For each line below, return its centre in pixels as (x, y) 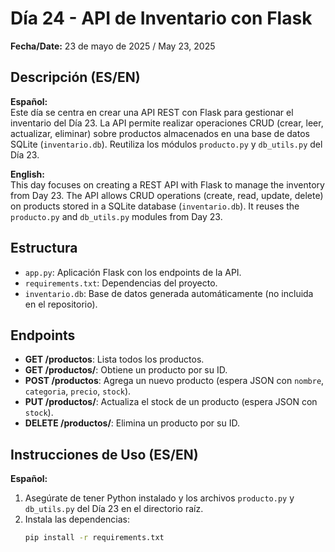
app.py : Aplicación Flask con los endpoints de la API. (133, 272)
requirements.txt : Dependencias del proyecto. (121, 283)
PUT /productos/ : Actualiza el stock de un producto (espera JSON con (171, 402)
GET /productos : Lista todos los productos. (114, 359)
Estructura (44, 248)
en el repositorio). (61, 304)
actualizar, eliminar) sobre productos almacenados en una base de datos (160, 133)
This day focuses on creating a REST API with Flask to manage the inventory (167, 184)
